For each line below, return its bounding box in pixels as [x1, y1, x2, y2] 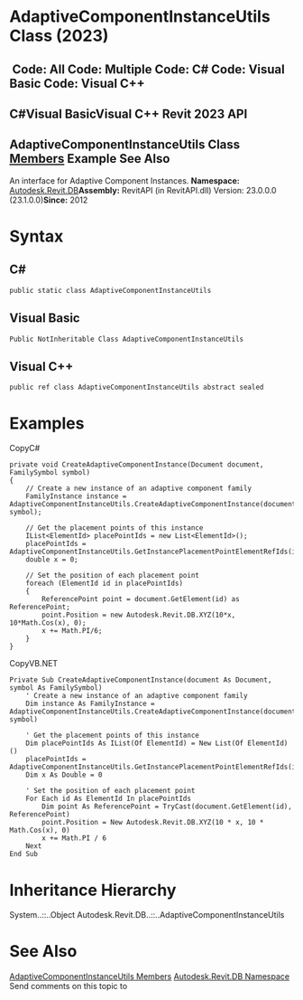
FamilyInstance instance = [25, 492, 127, 501]
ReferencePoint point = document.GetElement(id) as [41, 595, 241, 604]
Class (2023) [9, 25, 109, 46]
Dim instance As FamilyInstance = [25, 699, 155, 709]
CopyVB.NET [9, 658, 59, 669]
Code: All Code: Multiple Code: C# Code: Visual [12, 61, 286, 77]
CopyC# [9, 443, 41, 454]
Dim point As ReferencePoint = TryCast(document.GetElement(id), [41, 802, 293, 811]
